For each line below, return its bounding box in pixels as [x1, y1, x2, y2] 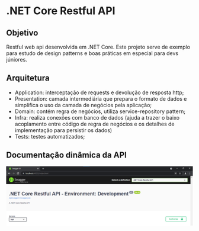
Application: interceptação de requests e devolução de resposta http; [14, 89, 184, 96]
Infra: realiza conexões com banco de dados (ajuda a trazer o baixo [14, 114, 179, 121]
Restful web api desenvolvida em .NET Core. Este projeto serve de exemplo [6, 43, 191, 50]
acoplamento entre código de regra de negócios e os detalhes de [14, 120, 175, 127]
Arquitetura [6, 73, 50, 84]
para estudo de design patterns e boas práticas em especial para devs [6, 50, 179, 57]
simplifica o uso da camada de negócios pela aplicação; [14, 101, 152, 108]
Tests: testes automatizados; [14, 133, 85, 140]
